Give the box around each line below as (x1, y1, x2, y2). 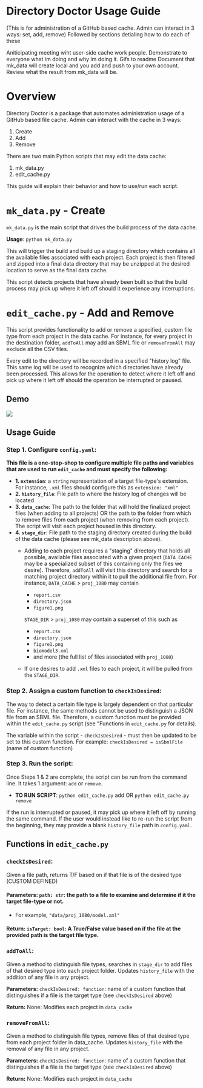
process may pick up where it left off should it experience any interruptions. (6, 284, 196, 292)
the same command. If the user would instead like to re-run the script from (6, 814, 193, 822)
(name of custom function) (6, 744, 73, 751)
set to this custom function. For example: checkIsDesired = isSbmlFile (6, 738, 183, 745)
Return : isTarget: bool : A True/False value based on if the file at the (6, 925, 181, 932)
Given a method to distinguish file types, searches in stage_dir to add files (6, 960, 193, 968)
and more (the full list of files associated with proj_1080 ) (33, 653, 174, 660)
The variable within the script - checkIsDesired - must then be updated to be (6, 731, 197, 739)
